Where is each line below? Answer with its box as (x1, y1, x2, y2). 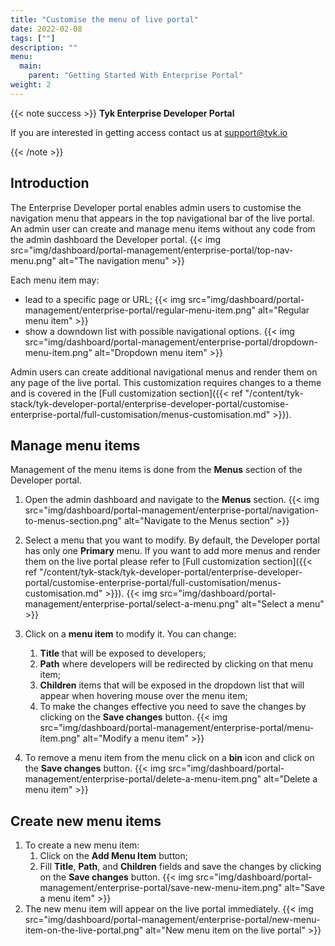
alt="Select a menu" (241, 598, 325, 610)
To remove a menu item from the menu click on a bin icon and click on (24, 752, 315, 764)
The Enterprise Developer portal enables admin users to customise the (10, 201, 302, 213)
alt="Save (284, 882, 325, 894)
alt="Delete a (263, 773, 318, 785)
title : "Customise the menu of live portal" (10, 14, 199, 25)
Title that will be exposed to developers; (39, 647, 207, 660)
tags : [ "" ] (10, 33, 56, 43)
